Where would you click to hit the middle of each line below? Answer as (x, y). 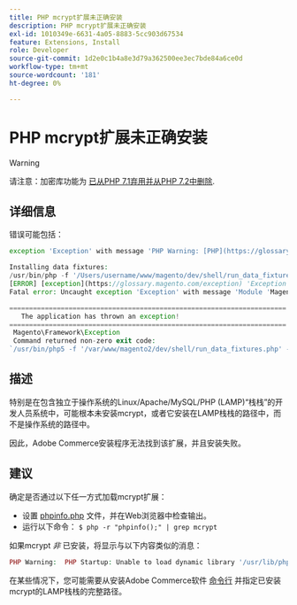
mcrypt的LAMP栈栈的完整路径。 (68, 591)
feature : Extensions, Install (65, 42)
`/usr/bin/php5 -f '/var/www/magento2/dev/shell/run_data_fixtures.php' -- (152, 349)
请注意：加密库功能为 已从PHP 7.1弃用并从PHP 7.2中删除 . (112, 181)
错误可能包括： (36, 235)
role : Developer (39, 50)
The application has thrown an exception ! (100, 316)
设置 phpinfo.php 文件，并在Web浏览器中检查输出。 (117, 516)
